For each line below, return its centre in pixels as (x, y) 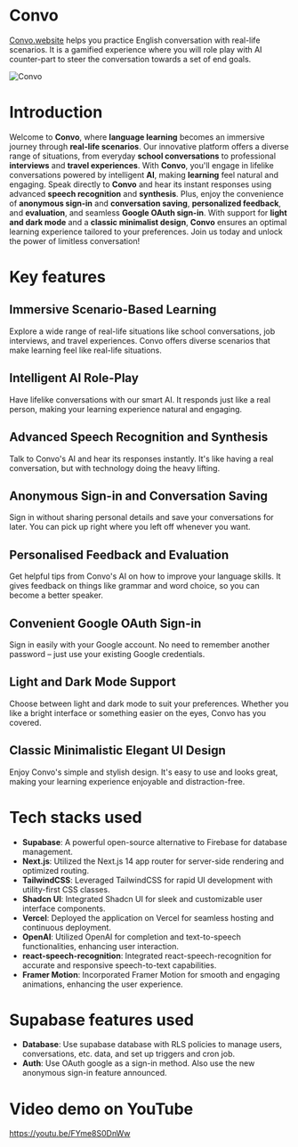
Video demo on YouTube (101, 1109)
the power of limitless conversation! (75, 240)
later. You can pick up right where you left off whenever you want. (130, 527)
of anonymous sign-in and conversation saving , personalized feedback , (145, 203)
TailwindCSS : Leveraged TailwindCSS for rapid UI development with (147, 880)
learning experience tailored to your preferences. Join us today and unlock (146, 232)
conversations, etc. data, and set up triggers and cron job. (129, 1054)
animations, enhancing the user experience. (103, 984)
